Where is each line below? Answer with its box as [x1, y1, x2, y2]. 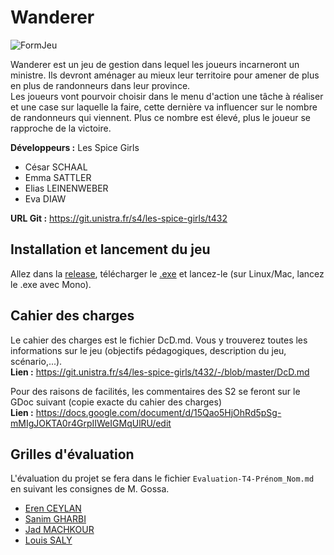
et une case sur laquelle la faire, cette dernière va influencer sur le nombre [10, 101, 318, 113]
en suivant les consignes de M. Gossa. [10, 483, 170, 495]
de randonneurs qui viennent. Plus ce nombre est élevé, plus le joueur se [10, 111, 311, 123]
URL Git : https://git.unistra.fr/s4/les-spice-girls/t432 [10, 212, 228, 224]
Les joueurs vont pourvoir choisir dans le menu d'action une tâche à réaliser [10, 90, 324, 102]
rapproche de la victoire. [10, 122, 112, 134]
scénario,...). [10, 355, 63, 367]
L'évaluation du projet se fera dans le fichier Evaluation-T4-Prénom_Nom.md [10, 472, 315, 485]
